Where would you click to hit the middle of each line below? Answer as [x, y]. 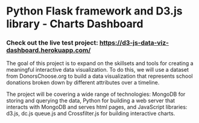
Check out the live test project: [52, 43]
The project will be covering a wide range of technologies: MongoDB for [96, 94]
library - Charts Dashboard [75, 24]
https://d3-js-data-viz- [134, 43]
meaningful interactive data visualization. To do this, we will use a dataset [97, 70]
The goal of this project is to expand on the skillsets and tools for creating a [100, 63]
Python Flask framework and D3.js [94, 11]
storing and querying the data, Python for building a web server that [91, 101]
